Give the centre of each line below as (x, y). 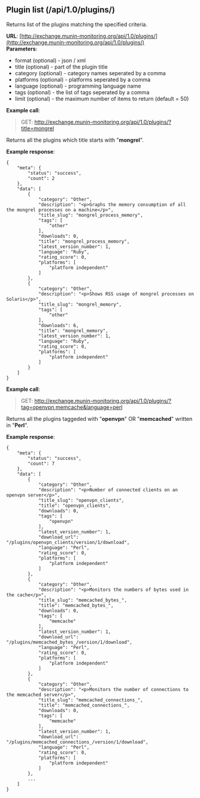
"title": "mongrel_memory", (73, 331)
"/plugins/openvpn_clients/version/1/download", (68, 542)
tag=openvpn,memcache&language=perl (72, 407)
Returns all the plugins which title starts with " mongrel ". (75, 140)
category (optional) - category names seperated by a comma (90, 73)
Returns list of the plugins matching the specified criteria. (77, 24)
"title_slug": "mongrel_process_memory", (91, 215)
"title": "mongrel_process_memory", (84, 241)
